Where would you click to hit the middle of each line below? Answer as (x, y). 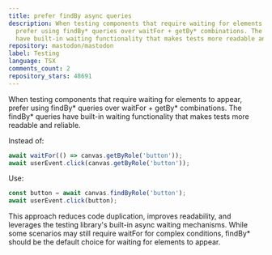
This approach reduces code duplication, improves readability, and (120, 216)
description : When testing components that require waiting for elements (136, 23)
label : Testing (34, 53)
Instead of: (26, 140)
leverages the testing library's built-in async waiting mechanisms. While (128, 225)
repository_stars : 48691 (50, 76)
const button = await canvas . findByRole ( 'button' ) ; (97, 193)
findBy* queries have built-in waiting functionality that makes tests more (129, 116)
